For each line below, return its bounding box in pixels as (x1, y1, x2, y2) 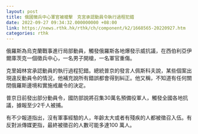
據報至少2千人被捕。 (16, 102, 67, 109)
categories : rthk (6, 31, 49, 36)
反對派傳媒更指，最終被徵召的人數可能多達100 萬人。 (6, 122, 136, 129)
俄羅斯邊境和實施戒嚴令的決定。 (11, 82, 89, 89)
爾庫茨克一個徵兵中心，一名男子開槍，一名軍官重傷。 (6, 55, 136, 62)
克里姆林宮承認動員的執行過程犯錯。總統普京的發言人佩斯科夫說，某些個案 (6, 67, 187, 74)
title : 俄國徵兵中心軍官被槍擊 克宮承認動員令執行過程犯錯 (6, 14, 134, 20)
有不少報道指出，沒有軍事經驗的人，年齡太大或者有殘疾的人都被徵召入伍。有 (6, 114, 192, 121)
